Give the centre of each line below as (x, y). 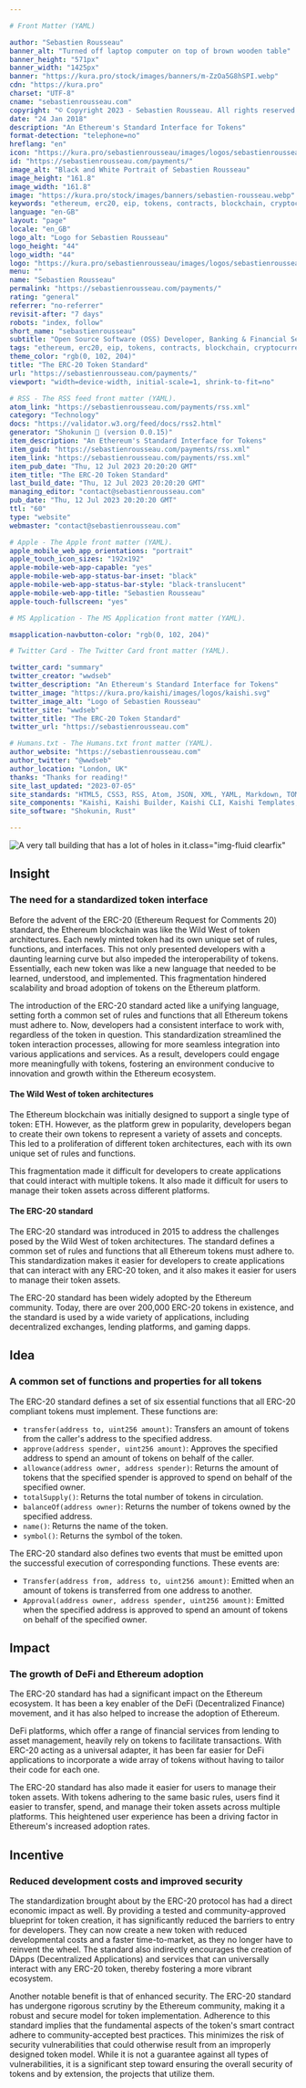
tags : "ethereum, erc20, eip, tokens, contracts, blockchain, (130, 348)
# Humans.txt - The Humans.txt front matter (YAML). (112, 744)
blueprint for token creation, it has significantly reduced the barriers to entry (152, 1920)
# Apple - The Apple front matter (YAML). (91, 542)
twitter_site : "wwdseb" (55, 710)
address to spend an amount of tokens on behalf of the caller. (138, 1458)
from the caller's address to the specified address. (117, 1438)
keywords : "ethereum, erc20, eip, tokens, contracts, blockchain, (138, 204)
